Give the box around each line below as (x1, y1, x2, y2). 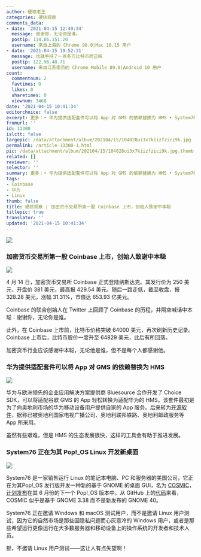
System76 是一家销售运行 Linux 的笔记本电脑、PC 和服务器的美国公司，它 (6, 474, 188, 481)
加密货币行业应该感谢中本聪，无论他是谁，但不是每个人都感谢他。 (6, 347, 169, 354)
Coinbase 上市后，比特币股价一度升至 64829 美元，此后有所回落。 (6, 334, 171, 341)
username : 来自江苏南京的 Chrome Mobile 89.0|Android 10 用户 (11, 64, 162, 71)
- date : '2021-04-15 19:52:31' (6, 48, 84, 54)
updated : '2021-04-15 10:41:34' (6, 220, 87, 226)
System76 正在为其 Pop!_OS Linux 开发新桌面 (6, 448, 139, 456)
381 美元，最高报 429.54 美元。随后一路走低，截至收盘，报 (33, 286, 180, 293)
